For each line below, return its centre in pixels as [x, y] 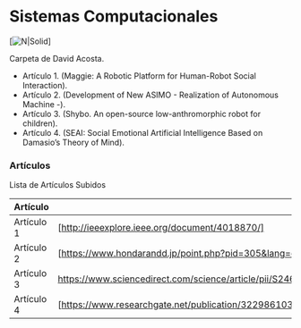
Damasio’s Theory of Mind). [73, 142]
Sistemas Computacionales [114, 17]
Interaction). [45, 85]
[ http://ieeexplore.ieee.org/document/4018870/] [161, 228]
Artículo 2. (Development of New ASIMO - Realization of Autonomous [150, 95]
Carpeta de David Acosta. [57, 58]
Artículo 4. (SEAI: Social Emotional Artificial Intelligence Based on [142, 132]
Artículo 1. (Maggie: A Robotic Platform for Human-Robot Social [139, 76]
